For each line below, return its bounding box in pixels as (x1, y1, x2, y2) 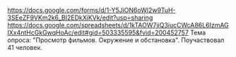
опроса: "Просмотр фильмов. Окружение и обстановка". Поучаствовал (7, 36, 225, 44)
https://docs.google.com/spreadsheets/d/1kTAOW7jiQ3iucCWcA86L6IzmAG (7, 21, 230, 29)
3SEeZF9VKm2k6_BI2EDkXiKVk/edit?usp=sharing (7, 13, 153, 22)
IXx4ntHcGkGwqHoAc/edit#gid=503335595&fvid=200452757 (7, 28, 189, 37)
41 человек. (7, 44, 42, 51)
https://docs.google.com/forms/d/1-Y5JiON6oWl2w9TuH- (7, 6, 176, 14)
